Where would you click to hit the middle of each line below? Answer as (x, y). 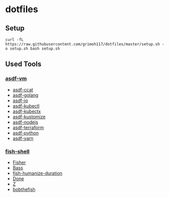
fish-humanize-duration (37, 173)
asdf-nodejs (25, 122)
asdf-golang (25, 95)
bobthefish (24, 189)
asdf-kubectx (27, 111)
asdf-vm (16, 79)
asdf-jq (20, 101)
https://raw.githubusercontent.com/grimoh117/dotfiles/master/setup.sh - (85, 44)
